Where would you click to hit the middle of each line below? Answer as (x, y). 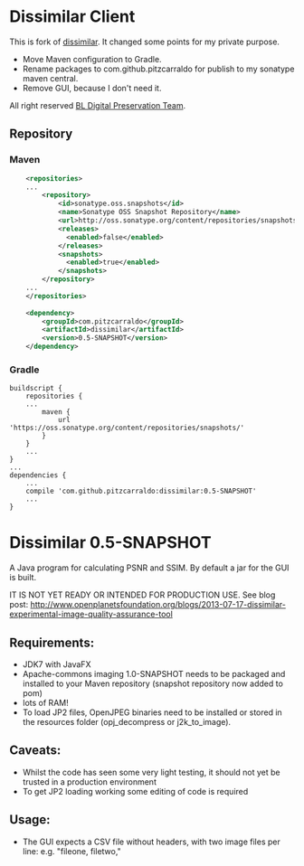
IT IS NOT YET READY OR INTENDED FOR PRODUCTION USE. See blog (142, 595)
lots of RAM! (46, 703)
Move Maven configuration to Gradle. (92, 59)
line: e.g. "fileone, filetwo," (72, 851)
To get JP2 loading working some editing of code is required (135, 791)
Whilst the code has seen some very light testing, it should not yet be (151, 772)
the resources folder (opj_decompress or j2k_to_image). (127, 722)
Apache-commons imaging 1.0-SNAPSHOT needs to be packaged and (154, 674)
